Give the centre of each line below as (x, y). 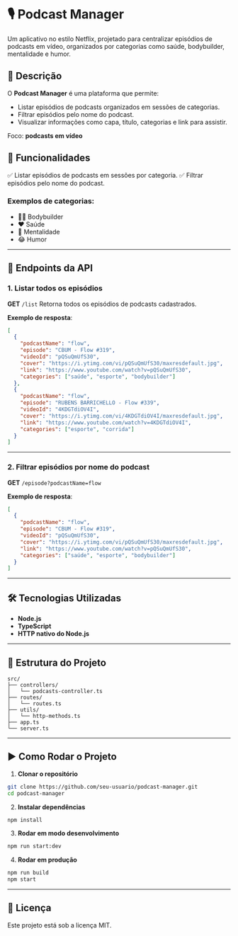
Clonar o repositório (47, 774)
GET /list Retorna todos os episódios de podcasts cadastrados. (102, 304)
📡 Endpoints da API (50, 268)
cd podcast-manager (36, 793)
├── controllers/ (33, 685)
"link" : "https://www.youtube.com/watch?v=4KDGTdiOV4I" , (106, 423)
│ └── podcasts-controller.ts (55, 691)
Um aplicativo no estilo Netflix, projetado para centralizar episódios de (110, 39)
